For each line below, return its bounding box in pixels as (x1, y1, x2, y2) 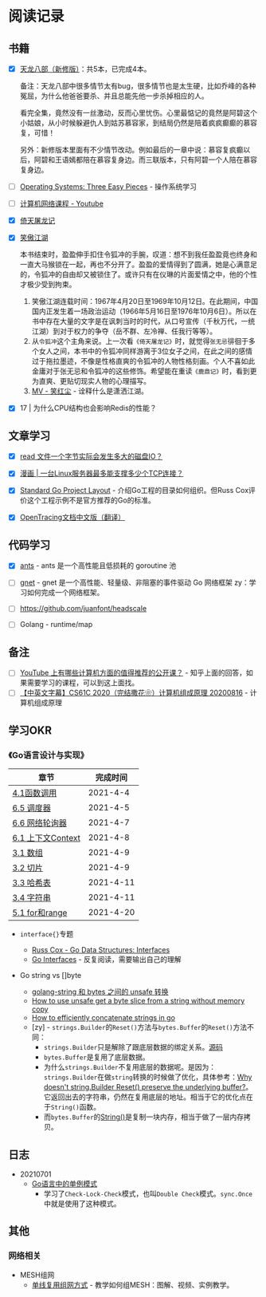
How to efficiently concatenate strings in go (31, 1013, 175, 1023)
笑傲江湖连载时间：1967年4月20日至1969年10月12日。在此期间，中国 (31, 297, 259, 306)
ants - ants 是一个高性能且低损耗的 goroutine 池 (19, 561, 177, 570)
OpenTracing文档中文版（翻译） (19, 512, 126, 522)
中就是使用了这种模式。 (43, 1198, 121, 1208)
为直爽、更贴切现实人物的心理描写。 (31, 376, 151, 386)
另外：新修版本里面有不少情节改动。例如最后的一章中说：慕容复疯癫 (19, 145, 244, 155)
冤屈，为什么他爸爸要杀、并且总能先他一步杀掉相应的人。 (19, 91, 209, 101)
